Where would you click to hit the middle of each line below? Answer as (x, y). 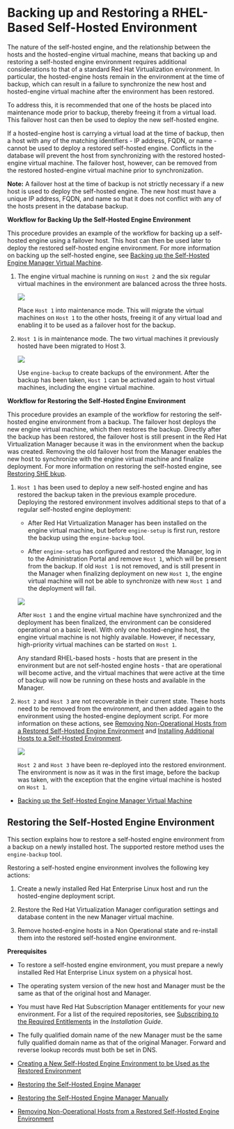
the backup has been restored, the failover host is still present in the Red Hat (117, 437)
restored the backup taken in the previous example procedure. (107, 494)
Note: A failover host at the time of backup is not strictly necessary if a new (116, 183)
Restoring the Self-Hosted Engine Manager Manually (93, 1098)
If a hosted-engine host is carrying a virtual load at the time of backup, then (116, 133)
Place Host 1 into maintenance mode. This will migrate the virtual (110, 310)
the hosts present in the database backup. (68, 206)
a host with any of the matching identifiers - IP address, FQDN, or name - (112, 140)
